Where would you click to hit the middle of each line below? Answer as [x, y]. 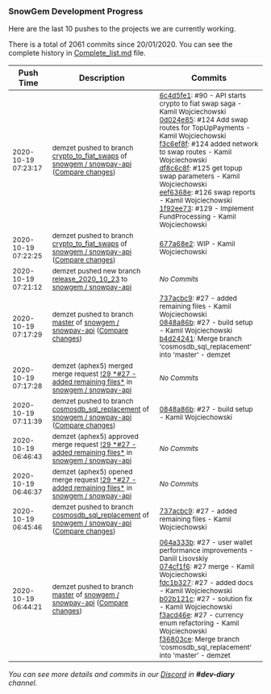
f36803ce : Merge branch [200, 640]
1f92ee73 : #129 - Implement [206, 209]
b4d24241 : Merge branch [200, 339]
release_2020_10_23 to [90, 279]
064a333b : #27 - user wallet [206, 543]
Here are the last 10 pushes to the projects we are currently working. [122, 29]
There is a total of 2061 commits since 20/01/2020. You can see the [121, 44]
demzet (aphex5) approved [95, 437]
